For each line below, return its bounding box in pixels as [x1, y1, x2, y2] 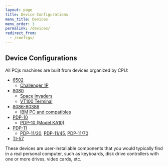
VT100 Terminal [20, 98, 53, 104]
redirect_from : [5, 31, 37, 36]
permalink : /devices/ [5, 26, 51, 31]
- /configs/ [10, 36, 35, 41]
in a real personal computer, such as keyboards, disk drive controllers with [5, 150, 159, 156]
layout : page [5, 7, 33, 13]
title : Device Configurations [5, 12, 69, 17]
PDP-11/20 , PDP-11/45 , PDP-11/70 [20, 130, 89, 136]
